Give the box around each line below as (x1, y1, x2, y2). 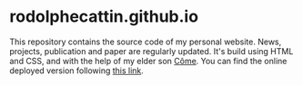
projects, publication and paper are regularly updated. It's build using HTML (9, 45, 294, 56)
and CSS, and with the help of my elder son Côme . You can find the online (9, 55, 288, 66)
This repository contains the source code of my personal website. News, (9, 36, 282, 47)
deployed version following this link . (9, 65, 144, 76)
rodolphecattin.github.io (9, 6, 198, 27)
